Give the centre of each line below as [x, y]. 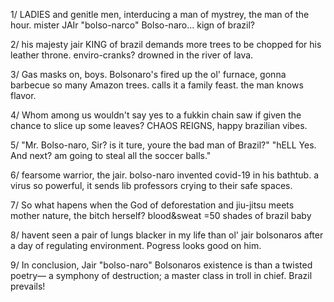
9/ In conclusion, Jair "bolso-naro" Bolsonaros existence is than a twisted [161, 265]
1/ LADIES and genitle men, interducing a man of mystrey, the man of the [160, 14]
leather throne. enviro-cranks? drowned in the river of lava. [132, 55]
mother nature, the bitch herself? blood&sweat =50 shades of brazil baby [161, 215]
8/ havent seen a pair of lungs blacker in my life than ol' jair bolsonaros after [167, 235]
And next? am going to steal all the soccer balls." [111, 155]
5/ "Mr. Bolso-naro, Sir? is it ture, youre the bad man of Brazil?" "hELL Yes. [163, 145]
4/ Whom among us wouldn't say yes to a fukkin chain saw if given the [156, 115]
